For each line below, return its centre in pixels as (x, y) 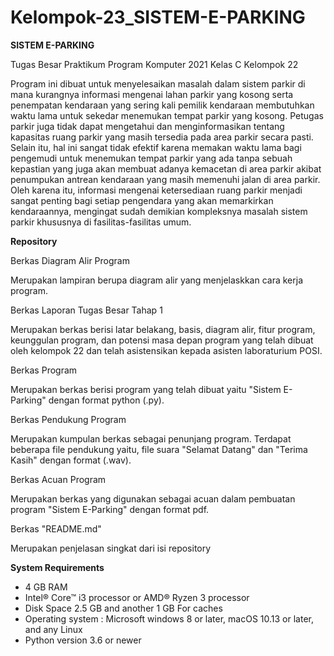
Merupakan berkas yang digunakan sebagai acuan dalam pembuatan (153, 498)
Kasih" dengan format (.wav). (71, 460)
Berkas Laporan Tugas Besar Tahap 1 (86, 310)
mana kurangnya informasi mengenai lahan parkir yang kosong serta (152, 94)
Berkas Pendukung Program (68, 419)
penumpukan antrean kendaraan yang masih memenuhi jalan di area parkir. (165, 179)
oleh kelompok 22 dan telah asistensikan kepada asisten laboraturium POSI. (166, 350)
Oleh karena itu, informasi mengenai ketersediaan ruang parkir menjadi (156, 190)
